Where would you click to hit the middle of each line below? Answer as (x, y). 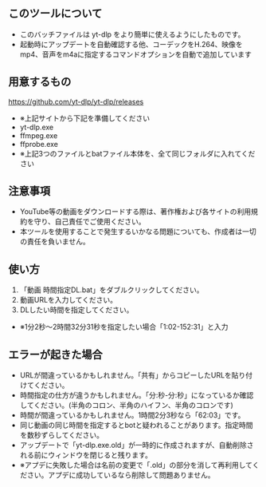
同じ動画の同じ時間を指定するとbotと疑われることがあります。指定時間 (136, 426)
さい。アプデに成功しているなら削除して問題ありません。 (121, 475)
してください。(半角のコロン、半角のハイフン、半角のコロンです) (126, 406)
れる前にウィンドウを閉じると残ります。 (86, 455)
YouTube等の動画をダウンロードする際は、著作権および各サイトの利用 (135, 212)
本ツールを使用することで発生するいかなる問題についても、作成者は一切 (138, 232)
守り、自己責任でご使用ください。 (90, 222)
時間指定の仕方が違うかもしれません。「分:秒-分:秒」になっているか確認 (137, 395)
